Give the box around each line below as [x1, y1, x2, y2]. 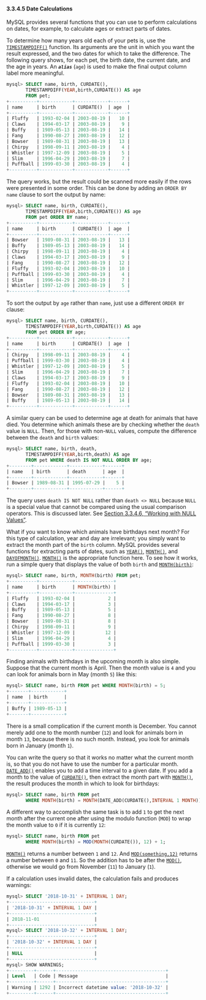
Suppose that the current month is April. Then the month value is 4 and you [6, 664, 196, 671]
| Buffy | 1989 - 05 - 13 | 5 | [6, 607, 116, 613]
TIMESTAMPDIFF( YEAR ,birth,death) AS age [25, 451, 131, 458]
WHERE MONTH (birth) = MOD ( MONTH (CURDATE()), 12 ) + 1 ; [25, 839, 166, 845]
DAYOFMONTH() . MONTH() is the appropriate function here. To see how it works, [6, 554, 198, 562]
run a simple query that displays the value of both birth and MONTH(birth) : [6, 561, 194, 568]
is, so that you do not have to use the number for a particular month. [6, 760, 179, 768]
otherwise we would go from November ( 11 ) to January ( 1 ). [6, 863, 156, 871]
